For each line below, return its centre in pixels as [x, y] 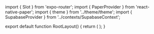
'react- [143, 7]
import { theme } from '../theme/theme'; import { [84, 12]
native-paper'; [20, 12]
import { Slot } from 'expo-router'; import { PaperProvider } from [70, 7]
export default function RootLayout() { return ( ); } [55, 26]
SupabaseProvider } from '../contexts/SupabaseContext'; [63, 17]
